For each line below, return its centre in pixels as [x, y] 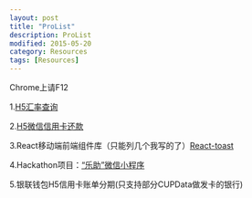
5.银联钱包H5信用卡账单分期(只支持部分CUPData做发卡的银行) [126, 184]
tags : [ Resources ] [44, 60]
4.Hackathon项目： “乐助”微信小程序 [77, 165]
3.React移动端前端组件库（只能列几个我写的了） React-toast [122, 146]
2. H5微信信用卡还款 [47, 126]
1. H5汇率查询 [34, 107]
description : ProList [51, 35]
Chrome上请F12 [39, 87]
